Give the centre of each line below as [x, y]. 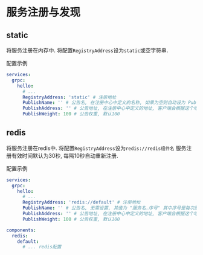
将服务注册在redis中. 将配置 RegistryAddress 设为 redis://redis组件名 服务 [96, 148]
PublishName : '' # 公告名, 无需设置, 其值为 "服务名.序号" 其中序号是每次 [108, 208]
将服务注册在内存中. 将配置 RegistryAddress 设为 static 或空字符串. [87, 50]
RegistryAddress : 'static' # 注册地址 [69, 97]
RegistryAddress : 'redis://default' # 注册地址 [81, 202]
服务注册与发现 [43, 12]
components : [21, 230]
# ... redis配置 [42, 247]
